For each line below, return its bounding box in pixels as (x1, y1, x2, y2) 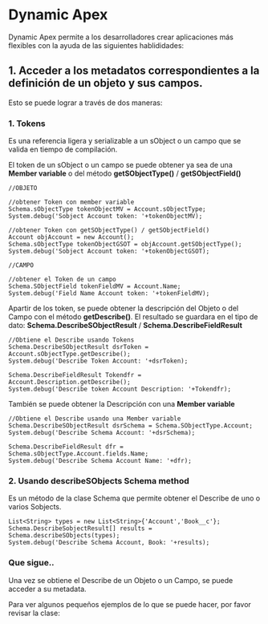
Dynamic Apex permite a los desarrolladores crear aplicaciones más (8, 32, 234, 42)
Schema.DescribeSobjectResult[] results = (8, 525, 152, 533)
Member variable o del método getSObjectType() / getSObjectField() (8, 168, 242, 178)
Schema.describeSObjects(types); (8, 532, 120, 540)
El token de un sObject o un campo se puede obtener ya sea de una (8, 160, 233, 170)
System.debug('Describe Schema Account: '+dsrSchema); (8, 429, 196, 437)
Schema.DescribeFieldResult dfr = (8, 443, 124, 451)
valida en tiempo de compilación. (8, 144, 118, 154)
